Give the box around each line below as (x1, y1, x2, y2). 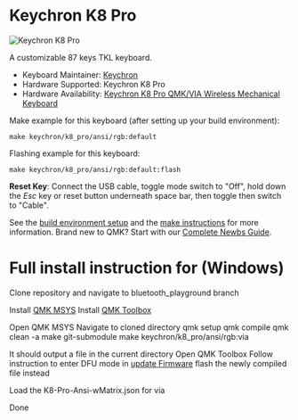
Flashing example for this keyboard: (9, 148, 141, 159)
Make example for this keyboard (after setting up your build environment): (9, 115, 280, 126)
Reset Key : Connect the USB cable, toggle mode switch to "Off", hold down (9, 180, 286, 192)
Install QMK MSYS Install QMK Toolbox (9, 304, 152, 315)
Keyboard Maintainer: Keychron (21, 69, 139, 80)
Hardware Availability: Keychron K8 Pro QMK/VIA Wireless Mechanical (21, 88, 280, 99)
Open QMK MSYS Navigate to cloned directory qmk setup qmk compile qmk (9, 322, 289, 333)
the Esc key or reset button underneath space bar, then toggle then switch (9, 190, 282, 201)
